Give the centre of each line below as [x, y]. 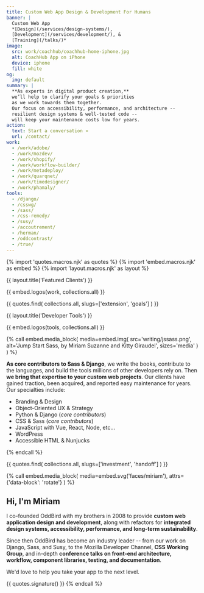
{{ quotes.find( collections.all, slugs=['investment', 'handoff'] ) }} [87, 464]
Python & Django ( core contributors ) [61, 414]
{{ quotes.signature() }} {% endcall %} [54, 584]
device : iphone [31, 63]
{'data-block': [23, 482]
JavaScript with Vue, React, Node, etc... [65, 427]
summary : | [20, 86]
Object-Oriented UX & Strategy [54, 408]
